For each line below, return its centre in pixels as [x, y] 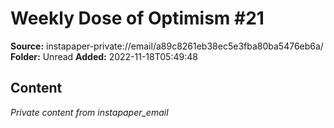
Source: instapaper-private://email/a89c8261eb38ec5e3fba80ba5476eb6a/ [167, 46]
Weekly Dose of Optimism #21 [137, 18]
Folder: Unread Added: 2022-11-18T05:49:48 [104, 56]
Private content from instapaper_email [89, 112]
